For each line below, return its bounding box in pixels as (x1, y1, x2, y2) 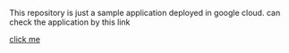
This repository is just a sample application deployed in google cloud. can (9, 8, 281, 18)
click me (9, 34, 40, 44)
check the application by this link (9, 17, 131, 27)
